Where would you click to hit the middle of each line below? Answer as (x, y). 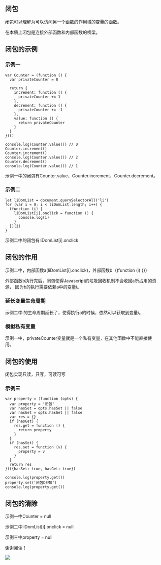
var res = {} (23, 417)
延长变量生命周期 (25, 301)
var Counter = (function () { (36, 75)
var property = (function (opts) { (42, 399)
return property (35, 430)
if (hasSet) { (24, 443)
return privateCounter (41, 122)
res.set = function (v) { (41, 447)
